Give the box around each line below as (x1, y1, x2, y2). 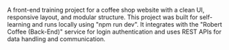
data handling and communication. (7, 35, 106, 43)
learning (7, 21, 31, 28)
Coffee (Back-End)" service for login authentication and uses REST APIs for (7, 27, 222, 36)
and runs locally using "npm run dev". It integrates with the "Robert (32, 21, 223, 28)
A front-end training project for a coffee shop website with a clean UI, (7, 6, 205, 14)
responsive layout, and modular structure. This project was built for (7, 13, 198, 21)
